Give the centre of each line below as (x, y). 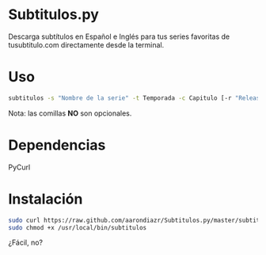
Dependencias (57, 145)
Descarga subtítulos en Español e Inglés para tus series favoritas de (119, 36)
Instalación (46, 199)
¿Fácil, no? (26, 242)
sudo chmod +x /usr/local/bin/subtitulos (78, 227)
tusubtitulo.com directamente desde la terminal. (86, 44)
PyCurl (19, 167)
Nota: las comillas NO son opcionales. (70, 113)
